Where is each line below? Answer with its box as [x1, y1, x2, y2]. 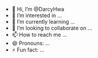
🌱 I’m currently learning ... [11, 18, 75, 25]
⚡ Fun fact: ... [11, 46, 45, 53]
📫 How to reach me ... [11, 31, 67, 38]
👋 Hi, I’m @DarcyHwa [11, 6, 64, 12]
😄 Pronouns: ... [11, 40, 50, 47]
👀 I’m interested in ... [11, 12, 62, 19]
